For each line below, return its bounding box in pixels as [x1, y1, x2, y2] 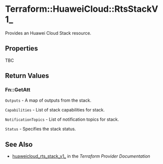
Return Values [5, 72, 49, 80]
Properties [5, 44, 38, 53]
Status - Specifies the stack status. [5, 126, 76, 132]
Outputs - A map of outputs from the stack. [5, 97, 92, 104]
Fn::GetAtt [5, 86, 30, 93]
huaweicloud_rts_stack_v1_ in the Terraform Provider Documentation [12, 153, 150, 159]
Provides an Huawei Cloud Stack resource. [5, 30, 92, 36]
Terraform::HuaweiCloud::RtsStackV [5, 3, 158, 15]
